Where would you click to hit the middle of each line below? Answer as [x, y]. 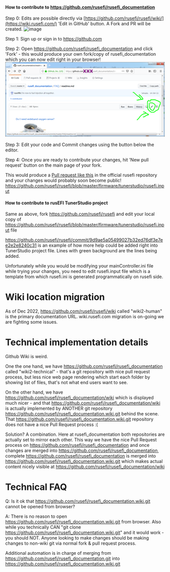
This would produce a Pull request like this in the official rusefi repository [81, 175]
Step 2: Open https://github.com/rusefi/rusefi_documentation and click [79, 49]
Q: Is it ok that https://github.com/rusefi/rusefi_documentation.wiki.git [78, 501]
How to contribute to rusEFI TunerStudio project [57, 203]
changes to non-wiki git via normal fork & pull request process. [71, 543]
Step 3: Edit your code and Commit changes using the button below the [80, 144]
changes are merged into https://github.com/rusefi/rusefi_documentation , [82, 450]
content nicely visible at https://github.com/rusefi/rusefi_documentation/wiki [85, 467]
